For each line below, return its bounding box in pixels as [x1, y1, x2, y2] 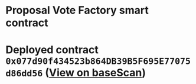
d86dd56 [5, 68, 43, 79]
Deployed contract [5, 43, 99, 57]
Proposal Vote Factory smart [5, 4, 149, 17]
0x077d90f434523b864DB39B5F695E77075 [5, 56, 191, 67]
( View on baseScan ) [44, 66, 146, 80]
